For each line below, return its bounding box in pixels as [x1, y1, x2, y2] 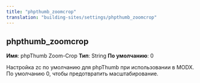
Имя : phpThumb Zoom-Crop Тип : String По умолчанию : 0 [6, 52, 154, 60]
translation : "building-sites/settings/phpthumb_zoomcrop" [6, 14, 157, 20]
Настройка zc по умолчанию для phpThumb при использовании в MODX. [6, 64, 195, 71]
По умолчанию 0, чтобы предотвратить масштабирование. [6, 70, 159, 78]
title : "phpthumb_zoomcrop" [6, 8, 77, 15]
